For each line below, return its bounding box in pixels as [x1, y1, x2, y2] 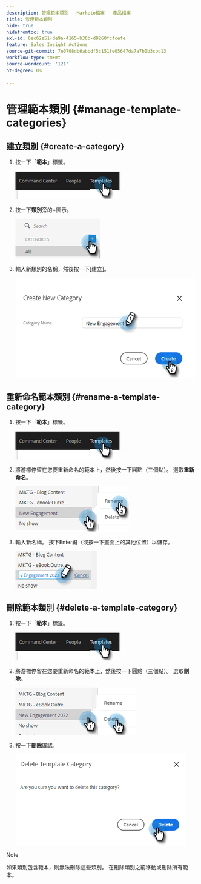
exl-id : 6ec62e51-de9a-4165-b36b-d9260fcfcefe [6, 35, 126, 42]
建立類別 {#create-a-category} [6, 141, 125, 152]
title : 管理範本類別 [6, 16, 53, 22]
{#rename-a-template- [71, 392, 160, 402]
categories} [6, 116, 67, 130]
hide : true [6, 22, 34, 28]
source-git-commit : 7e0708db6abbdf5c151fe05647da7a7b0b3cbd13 [6, 49, 166, 55]
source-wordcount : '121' [6, 61, 69, 67]
